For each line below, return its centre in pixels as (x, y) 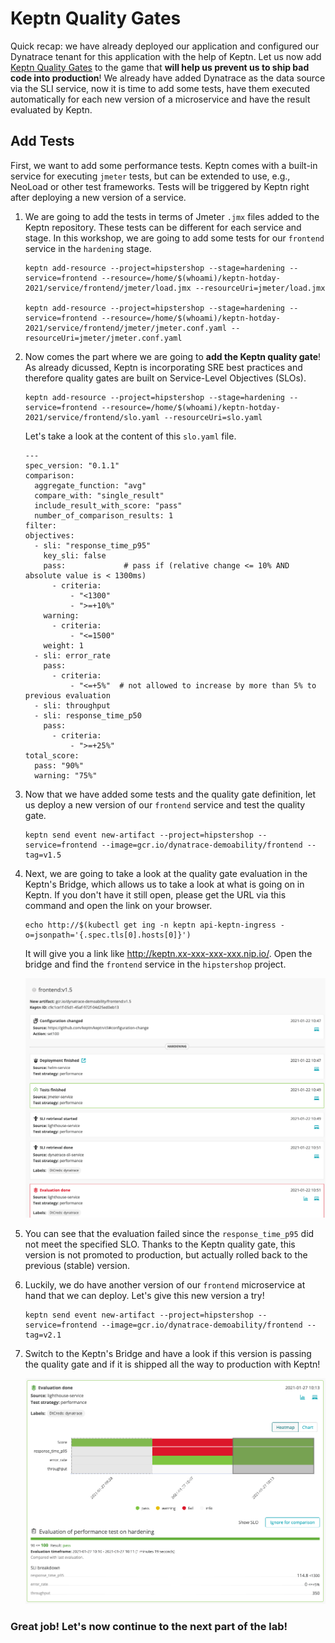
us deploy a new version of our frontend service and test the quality (165, 804)
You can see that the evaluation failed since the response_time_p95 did (169, 1233)
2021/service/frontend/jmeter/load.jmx (108, 288)
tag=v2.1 (43, 1335)
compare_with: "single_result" (99, 495)
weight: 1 (63, 645)
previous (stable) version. (77, 1265)
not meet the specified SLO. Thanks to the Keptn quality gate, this (160, 1244)
